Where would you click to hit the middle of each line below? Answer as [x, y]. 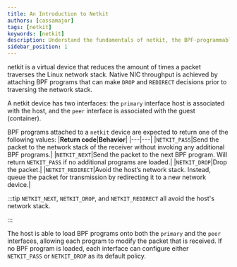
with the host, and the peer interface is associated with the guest [101, 111]
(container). [24, 118]
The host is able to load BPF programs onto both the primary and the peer [114, 233]
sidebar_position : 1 [38, 47]
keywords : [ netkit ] [36, 34]
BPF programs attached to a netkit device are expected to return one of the [118, 132]
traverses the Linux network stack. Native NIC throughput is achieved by [113, 74]
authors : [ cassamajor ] [41, 21]
